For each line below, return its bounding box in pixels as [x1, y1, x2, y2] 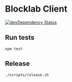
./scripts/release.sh [5, 72, 49, 77]
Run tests [5, 33, 35, 42]
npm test [5, 46, 23, 51]
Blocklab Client [5, 3, 68, 15]
